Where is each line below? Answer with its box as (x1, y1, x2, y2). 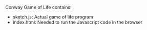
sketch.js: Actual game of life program (12, 14, 93, 19)
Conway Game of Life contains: (5, 4, 72, 10)
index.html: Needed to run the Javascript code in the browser (12, 19, 142, 25)
